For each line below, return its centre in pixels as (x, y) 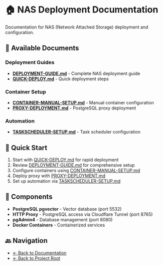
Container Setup (26, 92)
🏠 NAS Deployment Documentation (82, 10)
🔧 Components (29, 197)
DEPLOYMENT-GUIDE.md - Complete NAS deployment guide (76, 73)
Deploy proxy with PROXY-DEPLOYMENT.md (59, 176)
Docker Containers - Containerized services (59, 225)
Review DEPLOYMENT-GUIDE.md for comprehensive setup (73, 165)
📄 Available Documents (42, 48)
